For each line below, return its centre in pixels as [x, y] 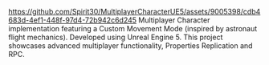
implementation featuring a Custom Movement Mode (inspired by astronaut [133, 28]
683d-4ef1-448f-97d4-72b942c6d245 [73, 20]
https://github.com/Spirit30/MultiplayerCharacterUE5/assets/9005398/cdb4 [134, 12]
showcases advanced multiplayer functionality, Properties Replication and [130, 46]
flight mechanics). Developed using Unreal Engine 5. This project [116, 37]
